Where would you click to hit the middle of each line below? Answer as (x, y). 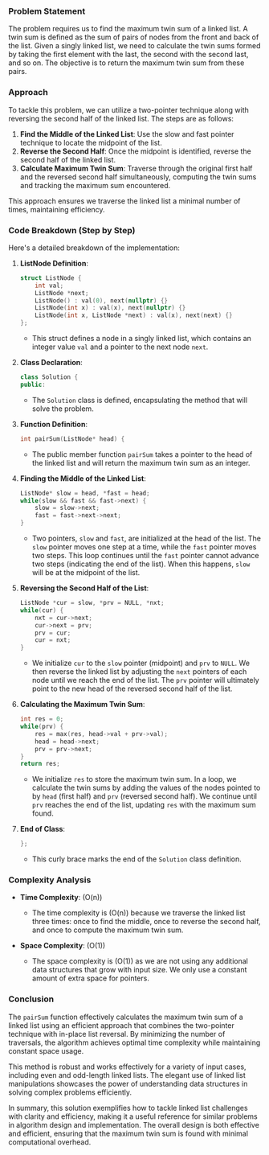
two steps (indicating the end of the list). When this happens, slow (141, 564)
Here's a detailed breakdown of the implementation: (94, 248)
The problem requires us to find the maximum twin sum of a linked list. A (128, 29)
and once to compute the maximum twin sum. (108, 930)
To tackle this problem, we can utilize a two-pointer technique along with (128, 109)
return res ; (40, 764)
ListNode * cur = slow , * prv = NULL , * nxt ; (92, 603)
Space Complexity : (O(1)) (63, 946)
